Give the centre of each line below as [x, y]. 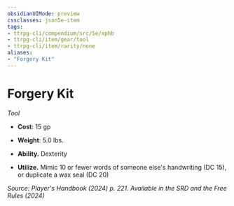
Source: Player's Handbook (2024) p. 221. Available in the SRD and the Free [117, 188]
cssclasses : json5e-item [43, 20]
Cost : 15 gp [34, 126]
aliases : [20, 53]
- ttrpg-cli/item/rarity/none [51, 46]
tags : [15, 27]
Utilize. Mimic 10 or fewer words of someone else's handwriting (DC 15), [122, 167]
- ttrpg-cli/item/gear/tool [48, 40]
